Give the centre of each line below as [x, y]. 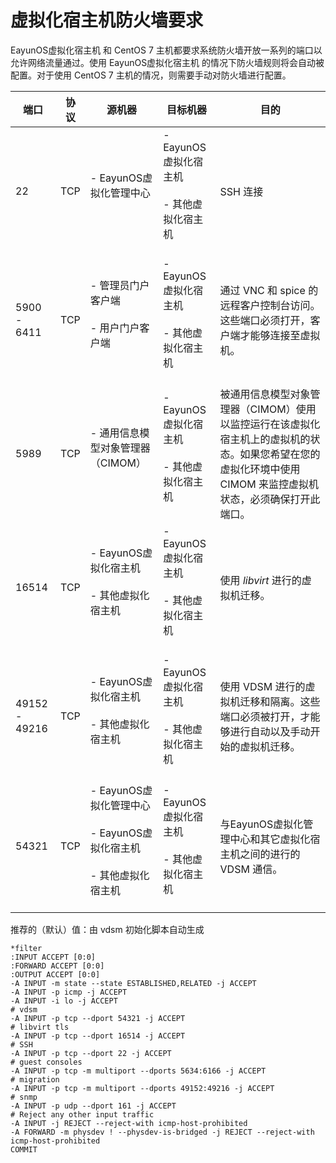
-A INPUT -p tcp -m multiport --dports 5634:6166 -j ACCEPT [138, 1071]
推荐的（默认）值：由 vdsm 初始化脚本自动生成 [107, 929]
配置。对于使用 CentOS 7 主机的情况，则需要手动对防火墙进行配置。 [151, 75]
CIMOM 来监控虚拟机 [269, 484]
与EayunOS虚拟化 [261, 824]
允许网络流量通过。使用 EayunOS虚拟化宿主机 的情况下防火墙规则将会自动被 [167, 62]
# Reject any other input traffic [82, 1114]
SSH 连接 [241, 191]
